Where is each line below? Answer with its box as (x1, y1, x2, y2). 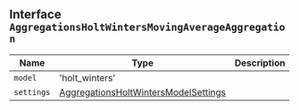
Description (234, 57, 286, 69)
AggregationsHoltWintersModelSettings (59, 86, 226, 98)
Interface (9, 7, 62, 22)
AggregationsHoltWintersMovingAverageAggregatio (9, 21, 286, 34)
